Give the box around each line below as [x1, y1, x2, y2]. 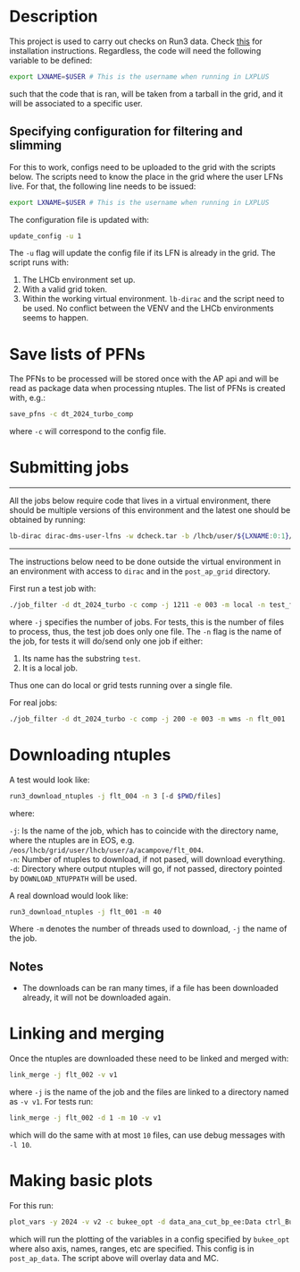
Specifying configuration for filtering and [9, 124, 243, 140]
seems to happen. [21, 312, 89, 323]
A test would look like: [9, 774, 91, 785]
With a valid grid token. [21, 284, 108, 295]
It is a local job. [21, 662, 79, 673]
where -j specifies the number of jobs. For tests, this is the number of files [9, 616, 284, 627]
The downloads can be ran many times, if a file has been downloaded [21, 983, 279, 994]
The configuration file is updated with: [9, 214, 150, 225]
